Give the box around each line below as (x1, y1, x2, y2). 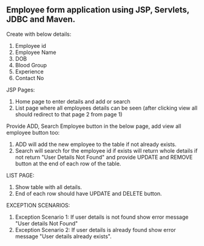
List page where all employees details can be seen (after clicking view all (15, 104, 198, 111)
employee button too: (6, 128, 60, 136)
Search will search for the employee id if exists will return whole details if (15, 147, 198, 154)
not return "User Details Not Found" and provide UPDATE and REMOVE (15, 153, 193, 161)
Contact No (15, 74, 44, 81)
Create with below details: (6, 30, 72, 38)
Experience (15, 68, 44, 75)
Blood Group (15, 61, 47, 68)
